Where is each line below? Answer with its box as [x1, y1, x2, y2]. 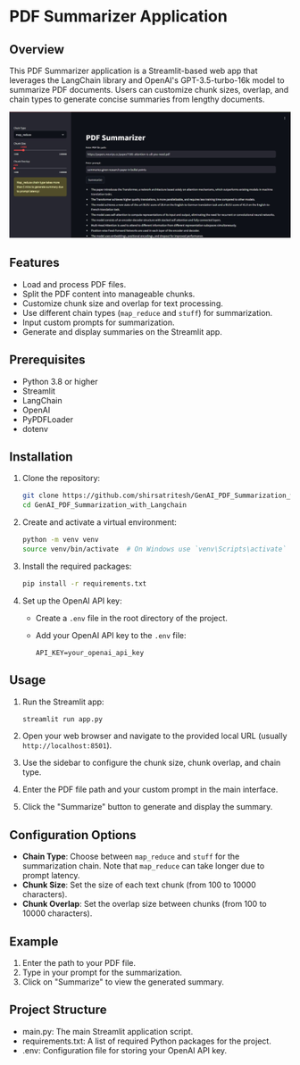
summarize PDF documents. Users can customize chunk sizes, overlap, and [9, 85, 289, 95]
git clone [21, 491, 60, 501]
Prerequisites [9, 353, 86, 368]
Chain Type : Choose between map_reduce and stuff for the [21, 851, 240, 862]
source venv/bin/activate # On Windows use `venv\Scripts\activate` [21, 545, 287, 553]
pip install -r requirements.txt [21, 578, 147, 588]
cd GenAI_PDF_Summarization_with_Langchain [21, 501, 187, 510]
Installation [9, 449, 73, 464]
